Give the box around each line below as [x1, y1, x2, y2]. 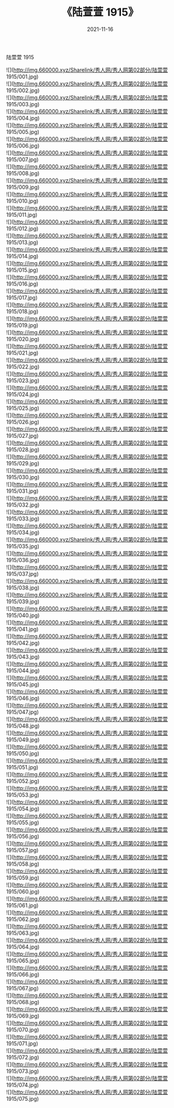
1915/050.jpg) [6, 750, 40, 757]
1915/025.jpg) [6, 404, 40, 412]
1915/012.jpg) [6, 225, 39, 232]
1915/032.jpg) [6, 501, 40, 508]
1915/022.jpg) [6, 363, 40, 370]
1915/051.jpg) [6, 763, 39, 771]
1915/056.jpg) [6, 833, 40, 840]
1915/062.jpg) [6, 915, 40, 923]
